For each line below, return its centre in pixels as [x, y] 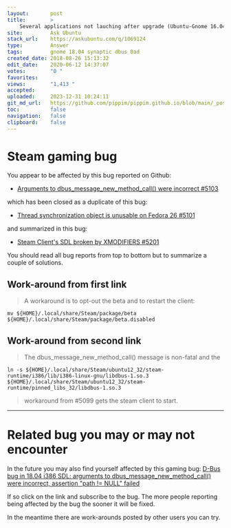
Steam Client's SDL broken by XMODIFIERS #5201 [88, 242]
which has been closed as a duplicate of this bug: [77, 202]
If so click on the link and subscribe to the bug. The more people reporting [112, 497]
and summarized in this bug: [47, 229]
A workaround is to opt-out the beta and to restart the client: [109, 301]
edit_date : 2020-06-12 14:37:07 [58, 65]
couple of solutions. [35, 263]
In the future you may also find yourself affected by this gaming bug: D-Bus [114, 468]
